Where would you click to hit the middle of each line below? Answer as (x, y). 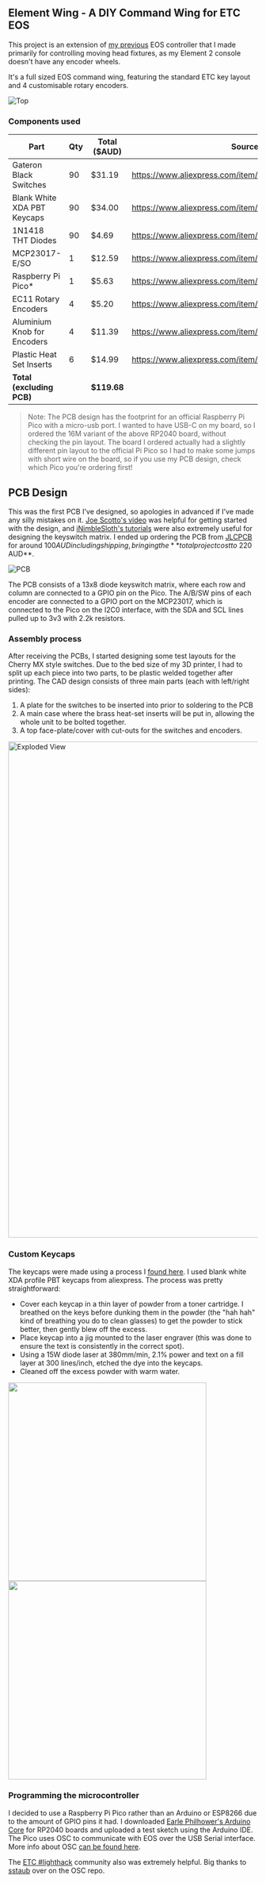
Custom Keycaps (42, 1254)
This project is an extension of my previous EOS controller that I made (122, 44)
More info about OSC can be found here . (74, 1846)
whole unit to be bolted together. (73, 722)
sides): (19, 690)
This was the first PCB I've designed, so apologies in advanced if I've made (131, 511)
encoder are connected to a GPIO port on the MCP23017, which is (116, 601)
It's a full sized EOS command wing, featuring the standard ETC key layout (129, 77)
